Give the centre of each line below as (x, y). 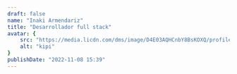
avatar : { (22, 33)
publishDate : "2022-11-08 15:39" (56, 60)
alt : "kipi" (37, 47)
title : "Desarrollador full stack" (60, 27)
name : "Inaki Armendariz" (45, 20)
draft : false (26, 14)
